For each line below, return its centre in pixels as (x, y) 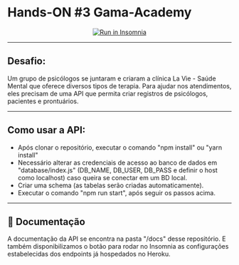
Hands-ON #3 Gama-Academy (100, 12)
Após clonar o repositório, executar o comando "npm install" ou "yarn (120, 147)
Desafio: (27, 61)
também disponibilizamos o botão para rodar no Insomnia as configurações (118, 246)
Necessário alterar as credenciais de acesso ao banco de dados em (117, 162)
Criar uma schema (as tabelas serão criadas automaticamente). (111, 185)
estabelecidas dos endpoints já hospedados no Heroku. (89, 254)
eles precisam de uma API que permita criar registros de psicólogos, (108, 93)
